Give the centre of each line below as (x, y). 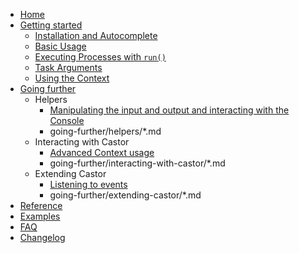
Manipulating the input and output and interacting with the (169, 110)
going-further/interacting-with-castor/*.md (137, 163)
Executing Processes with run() (100, 57)
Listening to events (88, 184)
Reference (41, 205)
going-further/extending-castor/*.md (125, 195)
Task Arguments (68, 67)
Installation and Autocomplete (96, 35)
